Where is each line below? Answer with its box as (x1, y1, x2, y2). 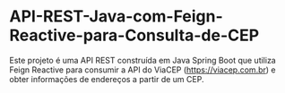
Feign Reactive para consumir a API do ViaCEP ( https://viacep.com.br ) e (9, 64, 276, 75)
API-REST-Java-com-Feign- (9, 6, 224, 27)
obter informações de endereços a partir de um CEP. (9, 73, 204, 84)
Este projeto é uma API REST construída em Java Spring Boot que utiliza (9, 55, 276, 65)
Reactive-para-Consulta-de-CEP (9, 25, 260, 46)
